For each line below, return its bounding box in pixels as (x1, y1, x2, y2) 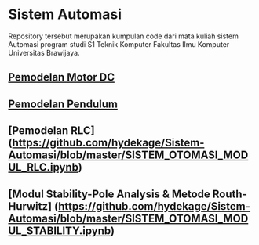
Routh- (212, 187, 247, 200)
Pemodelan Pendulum (8, 97, 118, 110)
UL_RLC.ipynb (8, 160, 78, 174)
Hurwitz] (8, 200, 53, 213)
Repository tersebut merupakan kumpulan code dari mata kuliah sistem (8, 31, 239, 41)
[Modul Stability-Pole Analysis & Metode (8, 187, 210, 200)
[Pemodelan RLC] (8, 124, 96, 138)
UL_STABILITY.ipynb (8, 224, 111, 237)
